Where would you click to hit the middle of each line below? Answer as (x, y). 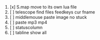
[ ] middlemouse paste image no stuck (48, 17)
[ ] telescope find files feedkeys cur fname (52, 12)
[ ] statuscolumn (26, 27)
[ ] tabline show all (28, 33)
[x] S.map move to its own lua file (43, 7)
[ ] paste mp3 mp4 (28, 22)
